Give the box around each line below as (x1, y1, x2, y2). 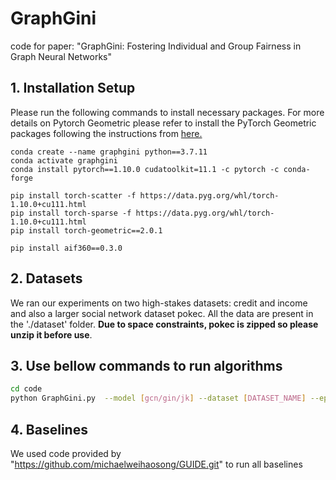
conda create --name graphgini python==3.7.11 (10, 147, 208, 157)
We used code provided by (10, 447, 122, 459)
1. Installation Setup (10, 80, 136, 97)
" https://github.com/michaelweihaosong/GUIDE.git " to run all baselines (10, 458, 303, 470)
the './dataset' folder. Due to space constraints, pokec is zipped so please (10, 318, 319, 330)
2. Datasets (10, 270, 83, 287)
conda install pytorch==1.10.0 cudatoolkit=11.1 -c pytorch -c (10, 164, 280, 174)
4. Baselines (10, 421, 88, 438)
